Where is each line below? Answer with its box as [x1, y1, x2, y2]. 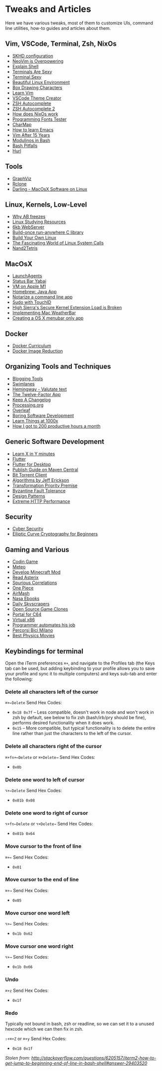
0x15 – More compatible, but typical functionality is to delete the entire [12, 725, 156, 731]
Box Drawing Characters [12, 84, 63, 90]
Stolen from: [5, 1055, 31, 1061]
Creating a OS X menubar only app [12, 315, 84, 321]
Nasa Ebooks [12, 595, 40, 602]
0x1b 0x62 [12, 931, 33, 936]
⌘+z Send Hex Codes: [5, 988, 49, 993]
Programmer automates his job [12, 622, 76, 628]
